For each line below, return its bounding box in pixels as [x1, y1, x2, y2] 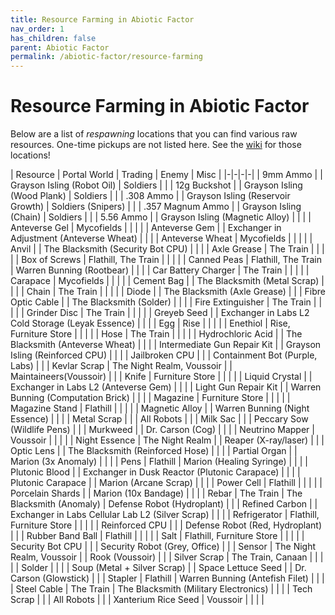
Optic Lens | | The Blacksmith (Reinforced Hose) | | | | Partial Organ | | [10, 445, 298, 457]
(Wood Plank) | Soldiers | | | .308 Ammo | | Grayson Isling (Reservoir [10, 190, 291, 202]
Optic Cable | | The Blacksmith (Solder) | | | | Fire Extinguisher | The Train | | [10, 296, 323, 308]
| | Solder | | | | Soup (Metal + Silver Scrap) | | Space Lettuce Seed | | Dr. [10, 562, 307, 574]
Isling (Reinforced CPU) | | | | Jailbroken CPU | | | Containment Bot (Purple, [10, 349, 318, 361]
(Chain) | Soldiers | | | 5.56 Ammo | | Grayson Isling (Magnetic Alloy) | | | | [10, 211, 312, 223]
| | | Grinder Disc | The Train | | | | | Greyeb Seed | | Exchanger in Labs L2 [10, 307, 310, 319]
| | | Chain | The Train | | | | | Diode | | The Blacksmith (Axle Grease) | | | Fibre [10, 286, 326, 298]
